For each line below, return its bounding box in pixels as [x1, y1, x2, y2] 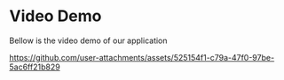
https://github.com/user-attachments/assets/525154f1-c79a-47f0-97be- [9, 52, 275, 62]
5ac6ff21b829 [9, 62, 60, 72]
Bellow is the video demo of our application [9, 35, 168, 46]
